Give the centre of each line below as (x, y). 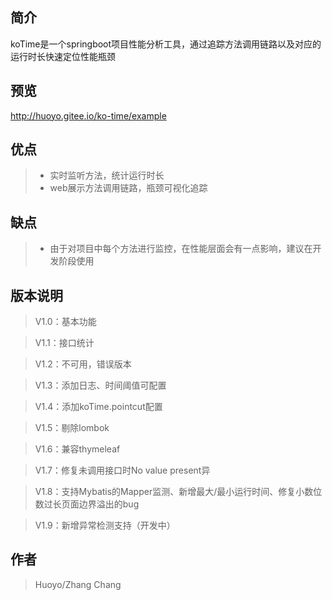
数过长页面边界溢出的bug (87, 504)
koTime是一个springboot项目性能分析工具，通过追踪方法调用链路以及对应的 (166, 44)
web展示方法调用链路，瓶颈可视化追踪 (128, 188)
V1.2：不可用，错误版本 (83, 364)
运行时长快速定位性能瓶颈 (63, 56)
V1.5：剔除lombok (72, 428)
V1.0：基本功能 (65, 322)
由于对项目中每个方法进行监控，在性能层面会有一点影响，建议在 (181, 249)
